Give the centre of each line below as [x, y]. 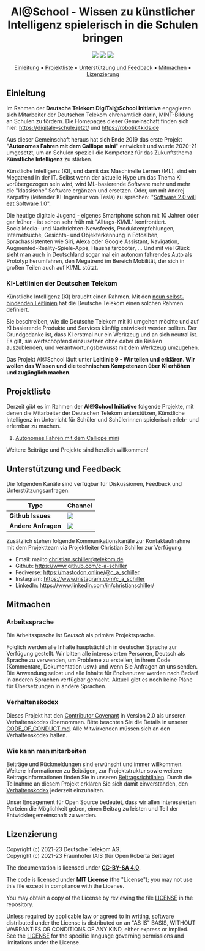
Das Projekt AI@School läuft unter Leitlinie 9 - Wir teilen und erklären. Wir [101, 360]
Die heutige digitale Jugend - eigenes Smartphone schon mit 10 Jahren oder [102, 215]
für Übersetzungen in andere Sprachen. [57, 686]
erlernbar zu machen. [34, 426]
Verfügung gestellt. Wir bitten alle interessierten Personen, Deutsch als [96, 654]
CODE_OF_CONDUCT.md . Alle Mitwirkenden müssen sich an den [88, 729]
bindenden [20, 303]
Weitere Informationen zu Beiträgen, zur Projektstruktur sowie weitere [94, 770]
